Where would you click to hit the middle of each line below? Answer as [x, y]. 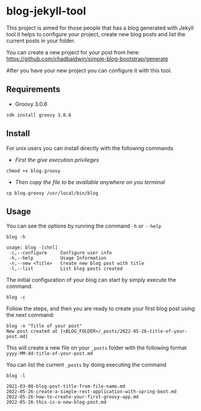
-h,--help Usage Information [58, 258]
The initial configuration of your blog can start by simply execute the [91, 280]
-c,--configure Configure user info [60, 253]
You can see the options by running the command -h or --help [84, 226]
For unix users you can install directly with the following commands [90, 148]
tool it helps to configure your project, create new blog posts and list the [96, 34]
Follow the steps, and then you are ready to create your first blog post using [101, 308]
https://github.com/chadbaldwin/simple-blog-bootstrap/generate [87, 59]
